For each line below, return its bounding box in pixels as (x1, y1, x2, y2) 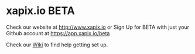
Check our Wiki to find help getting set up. (6, 41, 108, 48)
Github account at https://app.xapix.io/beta (6, 29, 110, 36)
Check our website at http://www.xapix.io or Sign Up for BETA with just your (6, 23, 190, 31)
